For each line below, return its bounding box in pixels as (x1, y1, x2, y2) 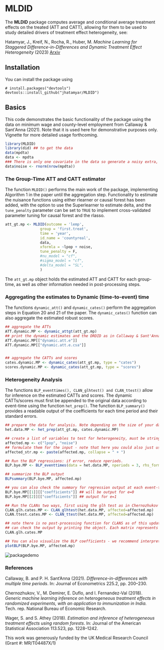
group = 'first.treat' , (40, 226, 89, 231)
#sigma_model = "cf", (40, 258, 84, 264)
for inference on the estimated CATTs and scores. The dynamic (5, 392, 133, 398)
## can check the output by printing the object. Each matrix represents (5, 526, 159, 530)
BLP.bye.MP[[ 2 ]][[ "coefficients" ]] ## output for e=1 (5, 494, 117, 499)
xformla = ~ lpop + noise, (40, 244, 93, 249)
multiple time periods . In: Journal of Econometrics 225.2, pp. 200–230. (5, 581, 147, 586)
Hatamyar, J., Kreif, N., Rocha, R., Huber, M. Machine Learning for (5, 39, 138, 44)
